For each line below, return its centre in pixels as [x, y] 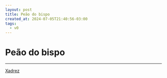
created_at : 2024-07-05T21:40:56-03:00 [46, 19]
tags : [11, 23]
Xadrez [12, 71]
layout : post [19, 10]
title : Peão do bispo [28, 14]
